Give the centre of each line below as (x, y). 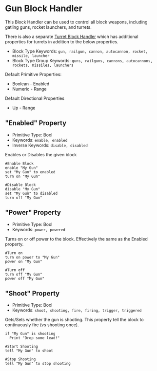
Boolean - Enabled (31, 84)
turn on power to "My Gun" (32, 257)
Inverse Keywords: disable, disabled (50, 145)
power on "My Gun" (24, 261)
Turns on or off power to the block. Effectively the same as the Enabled (76, 239)
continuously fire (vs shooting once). (42, 325)
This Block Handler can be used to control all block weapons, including (76, 22)
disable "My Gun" (23, 189)
